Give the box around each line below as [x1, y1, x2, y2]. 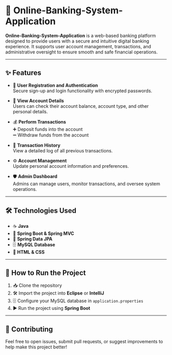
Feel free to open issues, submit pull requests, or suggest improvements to [5, 339, 163, 345]
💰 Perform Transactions [12, 119, 67, 125]
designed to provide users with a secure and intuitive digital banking [5, 38, 149, 44]
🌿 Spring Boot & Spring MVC [12, 230, 74, 236]
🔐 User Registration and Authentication [12, 82, 98, 88]
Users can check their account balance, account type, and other [12, 103, 149, 109]
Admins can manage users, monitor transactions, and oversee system [12, 181, 160, 187]
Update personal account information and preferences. [12, 163, 129, 169]
